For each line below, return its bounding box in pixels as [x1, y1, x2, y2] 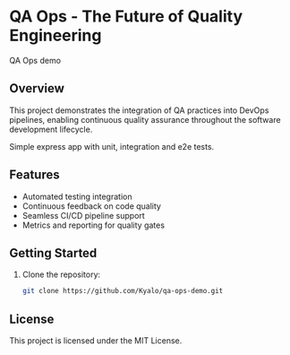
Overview [9, 81, 65, 96]
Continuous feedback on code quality [21, 200, 161, 212]
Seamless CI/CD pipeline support [21, 210, 145, 221]
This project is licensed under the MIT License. [9, 335, 183, 346]
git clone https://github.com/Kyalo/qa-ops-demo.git [21, 287, 224, 296]
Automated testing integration [21, 191, 132, 202]
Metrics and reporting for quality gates [21, 220, 166, 230]
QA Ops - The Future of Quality [9, 6, 243, 27]
